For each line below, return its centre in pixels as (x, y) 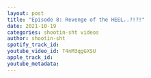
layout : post (26, 13)
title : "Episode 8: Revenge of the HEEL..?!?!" (76, 20)
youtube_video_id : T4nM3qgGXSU (52, 52)
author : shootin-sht (37, 39)
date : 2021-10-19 (32, 26)
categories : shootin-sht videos (53, 32)
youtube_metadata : (33, 64)
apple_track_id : (30, 58)
